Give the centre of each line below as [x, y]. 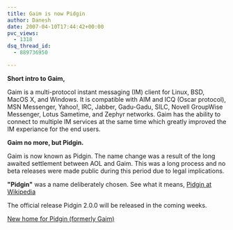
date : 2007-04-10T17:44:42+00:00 [56, 26]
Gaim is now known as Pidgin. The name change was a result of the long [111, 156]
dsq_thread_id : [29, 46]
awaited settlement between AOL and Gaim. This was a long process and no [116, 163]
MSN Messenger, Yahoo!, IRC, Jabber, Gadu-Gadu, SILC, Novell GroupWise [115, 107]
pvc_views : [23, 33]
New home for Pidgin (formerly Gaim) [61, 219]
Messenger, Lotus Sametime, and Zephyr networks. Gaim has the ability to [114, 114]
